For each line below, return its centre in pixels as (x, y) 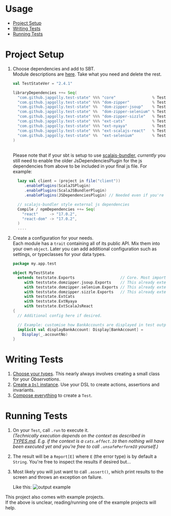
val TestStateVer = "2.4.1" (42, 83)
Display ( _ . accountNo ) (45, 334)
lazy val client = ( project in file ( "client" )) (69, 181)
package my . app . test (34, 264)
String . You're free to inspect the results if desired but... (72, 462)
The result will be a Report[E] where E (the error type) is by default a (85, 456)
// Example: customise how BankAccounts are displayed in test (86, 325)
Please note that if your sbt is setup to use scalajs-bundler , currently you (89, 155)
